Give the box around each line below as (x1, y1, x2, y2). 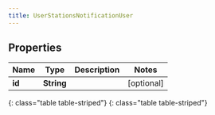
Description (74, 64, 120, 75)
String (42, 78, 67, 89)
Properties (8, 41, 62, 55)
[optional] (127, 78, 165, 89)
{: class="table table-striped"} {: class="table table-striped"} (8, 98, 208, 108)
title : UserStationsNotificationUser (8, 11, 134, 20)
